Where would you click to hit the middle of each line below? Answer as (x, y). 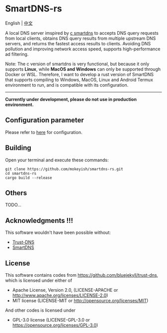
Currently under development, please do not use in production (71, 99)
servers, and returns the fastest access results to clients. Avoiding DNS (78, 43)
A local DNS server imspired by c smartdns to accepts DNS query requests (82, 33)
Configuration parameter (45, 120)
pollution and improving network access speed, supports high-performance (83, 49)
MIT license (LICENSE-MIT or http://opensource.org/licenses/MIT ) (80, 301)
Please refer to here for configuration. (44, 132)
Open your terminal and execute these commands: (57, 160)
